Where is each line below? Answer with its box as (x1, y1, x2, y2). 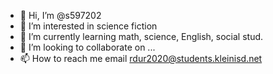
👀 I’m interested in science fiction (19, 20, 158, 32)
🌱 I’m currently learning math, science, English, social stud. (19, 31, 264, 42)
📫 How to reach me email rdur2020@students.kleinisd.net (19, 53, 263, 64)
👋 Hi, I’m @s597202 (19, 10, 102, 21)
